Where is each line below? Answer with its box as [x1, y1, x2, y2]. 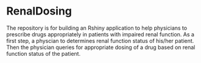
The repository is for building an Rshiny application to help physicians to [6, 24, 188, 31]
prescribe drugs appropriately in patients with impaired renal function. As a [6, 30, 195, 38]
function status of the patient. [6, 50, 81, 57]
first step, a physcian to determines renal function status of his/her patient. [6, 37, 194, 44]
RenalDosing [6, 4, 72, 18]
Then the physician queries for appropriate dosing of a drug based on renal [6, 44, 196, 51]
